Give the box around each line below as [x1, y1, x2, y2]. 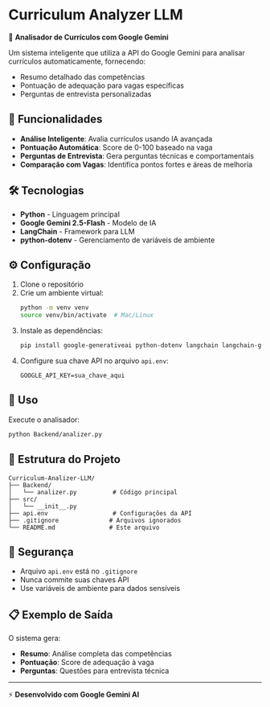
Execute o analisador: [8, 415, 80, 424]
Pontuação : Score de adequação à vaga [19, 658, 154, 668]
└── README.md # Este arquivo [8, 523, 160, 531]
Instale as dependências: [19, 326, 103, 336]
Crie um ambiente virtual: [19, 288, 104, 298]
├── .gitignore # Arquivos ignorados [8, 516, 182, 524]
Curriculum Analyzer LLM [8, 6, 183, 24]
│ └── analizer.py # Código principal [8, 488, 178, 496]
